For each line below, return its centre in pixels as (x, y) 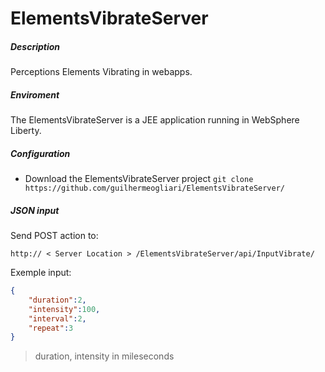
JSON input (35, 210)
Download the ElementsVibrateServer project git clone (139, 179)
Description (35, 46)
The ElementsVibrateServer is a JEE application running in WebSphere (155, 120)
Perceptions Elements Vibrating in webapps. (101, 72)
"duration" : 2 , (57, 300)
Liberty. (26, 131)
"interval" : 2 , (57, 318)
